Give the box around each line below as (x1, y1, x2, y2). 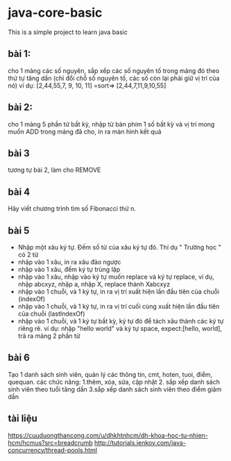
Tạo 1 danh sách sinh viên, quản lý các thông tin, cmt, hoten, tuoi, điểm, (8, 370, 213, 378)
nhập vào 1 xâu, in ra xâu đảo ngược (17, 258, 121, 266)
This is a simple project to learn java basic (8, 28, 128, 36)
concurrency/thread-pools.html (8, 446, 98, 454)
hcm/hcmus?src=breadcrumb (8, 438, 93, 446)
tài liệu (8, 412, 37, 425)
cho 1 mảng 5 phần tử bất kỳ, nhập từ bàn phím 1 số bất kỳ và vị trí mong (8, 120, 215, 128)
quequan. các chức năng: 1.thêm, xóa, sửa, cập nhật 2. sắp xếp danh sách (8, 378, 221, 386)
